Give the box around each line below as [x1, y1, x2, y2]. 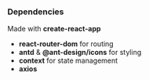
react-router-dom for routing [18, 39, 114, 49]
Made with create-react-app [7, 24, 101, 34]
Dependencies [7, 6, 64, 17]
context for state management [18, 56, 118, 65]
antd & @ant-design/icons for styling [18, 48, 142, 57]
